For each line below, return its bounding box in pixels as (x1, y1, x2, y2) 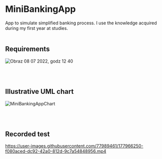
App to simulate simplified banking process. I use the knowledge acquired (5, 20, 157, 26)
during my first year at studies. (5, 25, 68, 31)
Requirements (5, 45, 50, 53)
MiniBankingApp (5, 3, 76, 15)
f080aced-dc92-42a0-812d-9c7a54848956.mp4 (5, 148, 107, 155)
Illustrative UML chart (5, 87, 74, 96)
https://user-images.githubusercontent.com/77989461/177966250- (5, 143, 144, 149)
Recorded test (5, 130, 50, 138)
